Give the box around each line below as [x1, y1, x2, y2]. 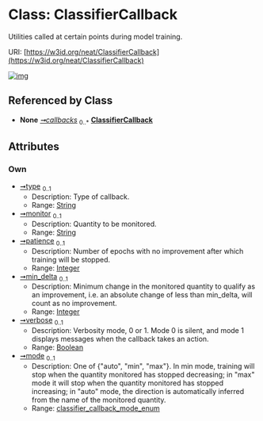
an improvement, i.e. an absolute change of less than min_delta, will [31, 290, 253, 300]
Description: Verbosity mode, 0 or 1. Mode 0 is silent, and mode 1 [31, 326, 244, 335]
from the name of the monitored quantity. [31, 395, 166, 405]
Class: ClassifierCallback [8, 6, 178, 24]
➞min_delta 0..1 [19, 271, 69, 283]
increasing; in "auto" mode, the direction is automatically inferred [31, 387, 244, 396]
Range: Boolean [31, 343, 84, 352]
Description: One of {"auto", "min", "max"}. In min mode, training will [31, 362, 255, 371]
